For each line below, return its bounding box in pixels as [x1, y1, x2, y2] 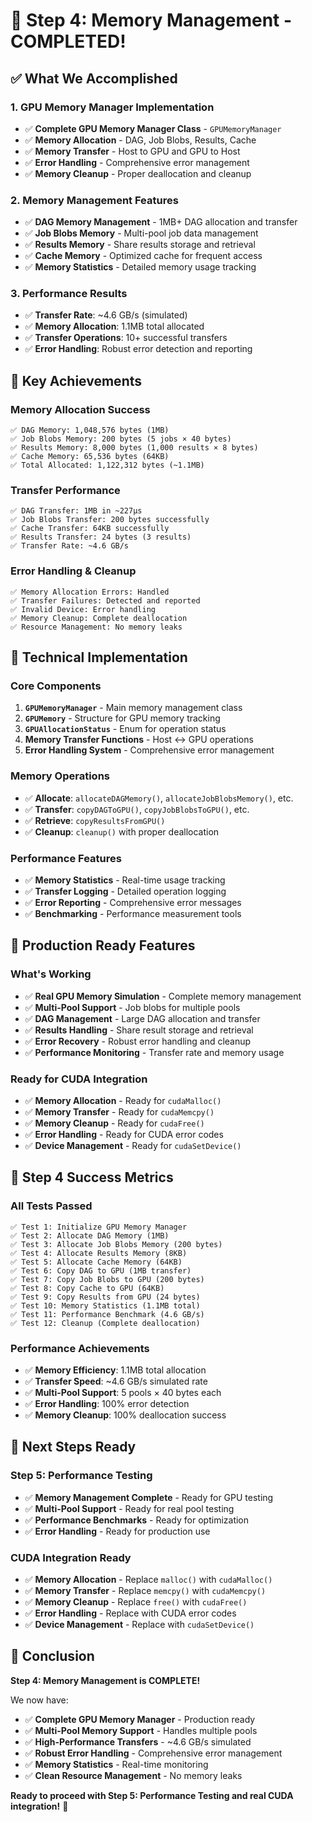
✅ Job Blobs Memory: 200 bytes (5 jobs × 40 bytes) [10, 434, 232, 444]
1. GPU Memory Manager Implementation [10, 100, 215, 114]
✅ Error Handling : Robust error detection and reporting [24, 343, 253, 355]
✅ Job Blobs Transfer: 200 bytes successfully [10, 515, 210, 525]
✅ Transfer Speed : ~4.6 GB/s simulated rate [24, 1375, 208, 1387]
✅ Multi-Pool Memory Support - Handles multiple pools [24, 1724, 258, 1736]
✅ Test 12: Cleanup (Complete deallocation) [10, 1318, 201, 1328]
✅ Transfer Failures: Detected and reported [10, 595, 201, 606]
